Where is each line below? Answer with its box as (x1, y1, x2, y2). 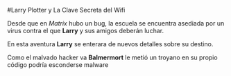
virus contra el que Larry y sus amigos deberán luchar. (7, 27, 164, 35)
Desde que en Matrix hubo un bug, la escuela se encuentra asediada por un (7, 19, 225, 27)
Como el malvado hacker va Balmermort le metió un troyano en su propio (7, 53, 218, 61)
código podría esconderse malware (7, 61, 109, 68)
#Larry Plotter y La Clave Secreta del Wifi (7, 6, 126, 14)
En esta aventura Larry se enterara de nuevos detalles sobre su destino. (7, 40, 214, 48)
